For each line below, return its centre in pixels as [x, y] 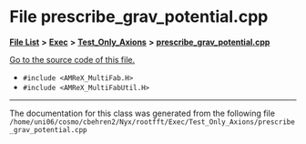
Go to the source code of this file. [72, 59]
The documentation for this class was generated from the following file [143, 113]
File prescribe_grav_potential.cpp [139, 17]
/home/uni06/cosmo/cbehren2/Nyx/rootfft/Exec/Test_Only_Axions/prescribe [153, 122]
